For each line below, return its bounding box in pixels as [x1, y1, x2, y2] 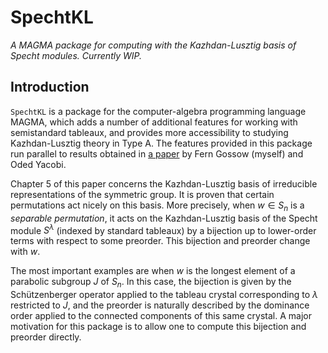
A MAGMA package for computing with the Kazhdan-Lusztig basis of [10, 39, 297, 51]
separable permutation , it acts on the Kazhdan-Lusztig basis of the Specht [10, 212, 318, 224]
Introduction [10, 79, 90, 96]
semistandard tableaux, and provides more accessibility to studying [10, 126, 289, 138]
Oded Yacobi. [10, 158, 67, 170]
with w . [10, 246, 41, 258]
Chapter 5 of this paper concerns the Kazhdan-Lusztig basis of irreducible [10, 177, 318, 190]
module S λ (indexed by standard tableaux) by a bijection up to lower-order [10, 222, 317, 236]
